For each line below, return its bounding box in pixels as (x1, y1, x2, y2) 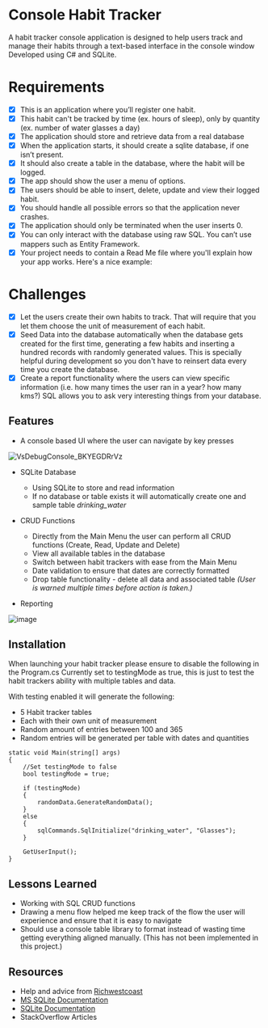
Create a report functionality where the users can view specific (19, 373, 230, 383)
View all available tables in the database (31, 548, 165, 558)
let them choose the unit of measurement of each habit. (19, 321, 206, 331)
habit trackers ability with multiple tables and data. (8, 676, 176, 686)
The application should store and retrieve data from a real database (19, 132, 245, 141)
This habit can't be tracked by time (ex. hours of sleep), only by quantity (19, 113, 261, 123)
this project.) (19, 941, 63, 951)
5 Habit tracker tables (19, 708, 93, 717)
